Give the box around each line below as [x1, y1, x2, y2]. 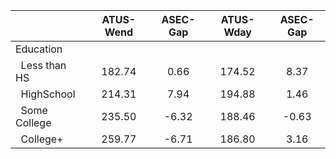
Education [15, 42, 63, 56]
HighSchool [20, 87, 76, 101]
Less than [20, 59, 67, 72]
